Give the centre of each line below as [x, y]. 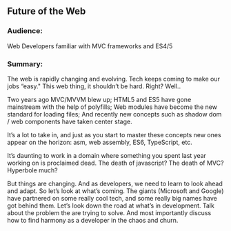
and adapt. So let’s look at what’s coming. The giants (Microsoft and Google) [115, 191]
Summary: [25, 63]
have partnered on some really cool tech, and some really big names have [112, 198]
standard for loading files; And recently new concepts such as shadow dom [114, 114]
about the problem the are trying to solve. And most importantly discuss [109, 212]
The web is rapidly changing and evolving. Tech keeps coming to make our [114, 79]
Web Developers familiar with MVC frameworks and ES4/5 [90, 46]
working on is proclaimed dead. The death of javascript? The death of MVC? [115, 163]
